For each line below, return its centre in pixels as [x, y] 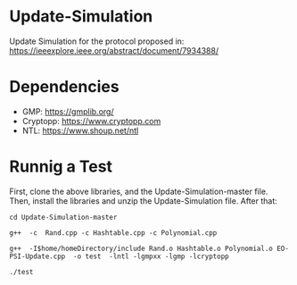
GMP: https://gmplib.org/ [68, 111]
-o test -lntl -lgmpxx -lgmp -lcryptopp [151, 256]
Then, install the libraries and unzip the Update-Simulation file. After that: [144, 201]
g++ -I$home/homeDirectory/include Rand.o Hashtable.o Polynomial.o [141, 248]
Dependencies [64, 87]
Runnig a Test [61, 167]
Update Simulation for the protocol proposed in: [97, 41]
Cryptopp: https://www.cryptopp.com [91, 121]
